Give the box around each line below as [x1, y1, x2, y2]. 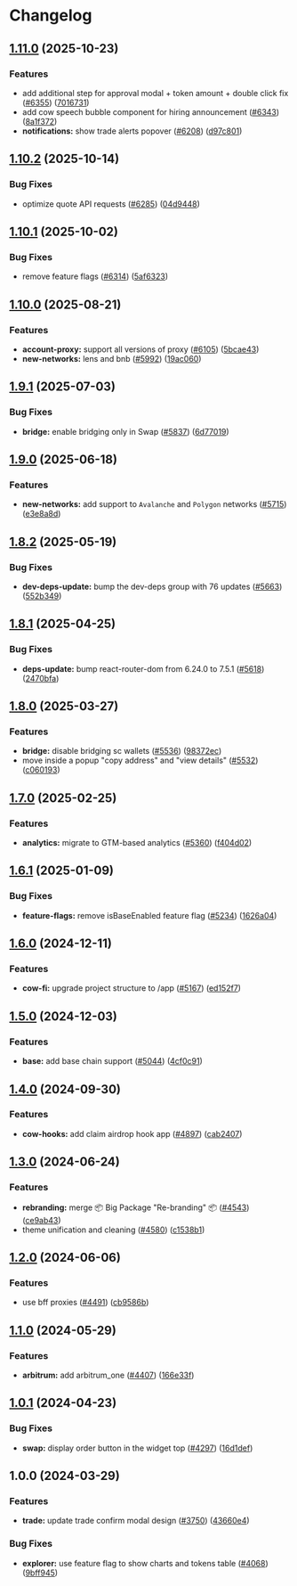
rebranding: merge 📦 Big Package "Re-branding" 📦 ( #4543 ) [21, 1202, 250, 1213]
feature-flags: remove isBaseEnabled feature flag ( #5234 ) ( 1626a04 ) [21, 910, 277, 920]
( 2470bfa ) [21, 673, 60, 683]
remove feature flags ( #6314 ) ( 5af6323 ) [21, 271, 169, 282]
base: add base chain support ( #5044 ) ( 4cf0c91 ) [21, 1056, 203, 1067]
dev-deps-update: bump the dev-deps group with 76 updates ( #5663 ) [21, 581, 283, 592]
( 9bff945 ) [21, 1567, 59, 1578]
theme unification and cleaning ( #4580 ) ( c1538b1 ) [21, 1224, 205, 1235]
